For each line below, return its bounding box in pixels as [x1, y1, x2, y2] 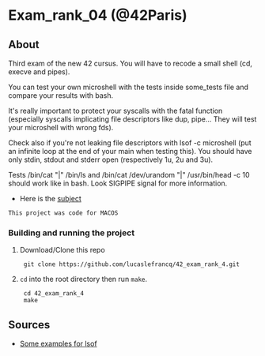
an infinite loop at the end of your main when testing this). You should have [8, 147, 252, 156]
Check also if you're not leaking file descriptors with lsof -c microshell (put [8, 138, 252, 148]
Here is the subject [19, 194, 81, 203]
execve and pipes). [8, 67, 70, 77]
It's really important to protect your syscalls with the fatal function [8, 106, 223, 115]
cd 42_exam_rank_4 [23, 290, 85, 298]
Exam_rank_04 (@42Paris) [8, 6, 187, 24]
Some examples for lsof [19, 339, 97, 349]
